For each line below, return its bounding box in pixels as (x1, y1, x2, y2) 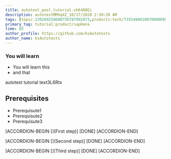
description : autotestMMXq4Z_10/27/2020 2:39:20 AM (5, 12, 117, 17)
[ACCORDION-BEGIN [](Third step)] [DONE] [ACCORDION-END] (5, 148, 140, 154)
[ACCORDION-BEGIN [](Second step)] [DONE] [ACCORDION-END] (5, 138, 145, 144)
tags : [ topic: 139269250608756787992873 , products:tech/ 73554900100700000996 (5, 17, 169, 22)
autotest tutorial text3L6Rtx (5, 79, 63, 85)
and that (12, 70, 31, 76)
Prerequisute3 (12, 118, 43, 124)
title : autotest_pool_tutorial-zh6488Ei (5, 7, 93, 13)
